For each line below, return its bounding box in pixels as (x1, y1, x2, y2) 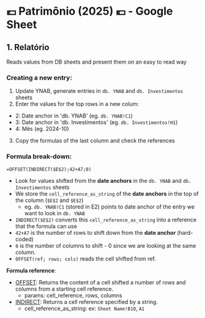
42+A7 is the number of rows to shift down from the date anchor (15, 229, 176, 236)
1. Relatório (6, 42, 50, 53)
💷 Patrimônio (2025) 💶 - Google (6, 4, 173, 18)
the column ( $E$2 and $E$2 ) (15, 196, 84, 204)
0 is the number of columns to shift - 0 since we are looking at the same (15, 242, 196, 249)
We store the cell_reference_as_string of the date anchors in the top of (15, 190, 199, 197)
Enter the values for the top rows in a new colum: (15, 100, 140, 108)
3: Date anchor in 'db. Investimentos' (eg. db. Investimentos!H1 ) (15, 119, 178, 126)
